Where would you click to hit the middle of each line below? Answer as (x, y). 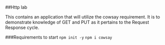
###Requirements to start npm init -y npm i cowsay (59, 37)
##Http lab (16, 7)
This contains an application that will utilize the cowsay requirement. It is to (83, 17)
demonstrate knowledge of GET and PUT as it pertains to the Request (77, 22)
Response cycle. (22, 27)
